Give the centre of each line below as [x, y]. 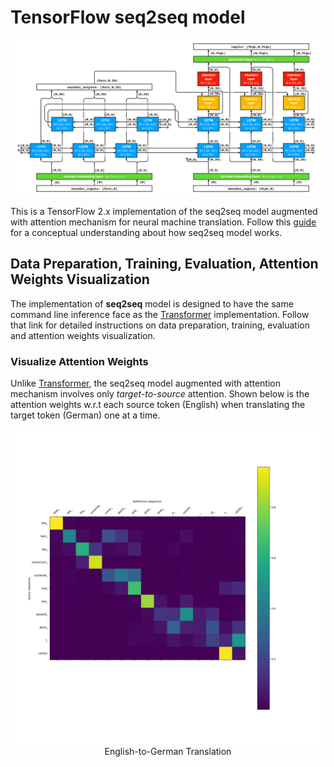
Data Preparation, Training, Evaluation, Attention [164, 264]
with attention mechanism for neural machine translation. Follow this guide [163, 222]
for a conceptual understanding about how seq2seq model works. [146, 232]
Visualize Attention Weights [79, 361]
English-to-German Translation [168, 752]
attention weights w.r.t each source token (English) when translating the [158, 405]
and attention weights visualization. [83, 335]
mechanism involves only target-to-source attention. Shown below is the [160, 394]
